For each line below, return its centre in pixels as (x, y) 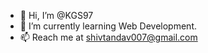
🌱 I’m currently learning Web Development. (108, 26)
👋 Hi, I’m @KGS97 (56, 15)
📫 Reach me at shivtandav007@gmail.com (108, 37)
